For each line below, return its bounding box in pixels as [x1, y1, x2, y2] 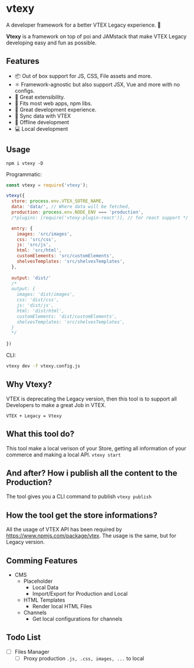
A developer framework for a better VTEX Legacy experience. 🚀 [6, 21, 161, 28]
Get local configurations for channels [32, 615, 123, 622]
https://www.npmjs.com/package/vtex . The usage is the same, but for [6, 532, 177, 540]
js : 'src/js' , [17, 242, 51, 248]
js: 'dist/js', [17, 302, 54, 309]
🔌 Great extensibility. [14, 93, 65, 101]
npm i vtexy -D [6, 160, 44, 166]
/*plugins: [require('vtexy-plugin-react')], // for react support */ [11, 215, 189, 221]
